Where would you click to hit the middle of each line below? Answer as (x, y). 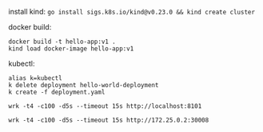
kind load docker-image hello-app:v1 (71, 49)
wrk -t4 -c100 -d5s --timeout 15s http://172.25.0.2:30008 (109, 120)
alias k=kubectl (35, 78)
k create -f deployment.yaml (57, 92)
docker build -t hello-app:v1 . (62, 42)
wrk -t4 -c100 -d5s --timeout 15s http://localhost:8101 (105, 106)
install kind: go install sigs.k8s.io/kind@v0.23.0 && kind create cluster (132, 12)
